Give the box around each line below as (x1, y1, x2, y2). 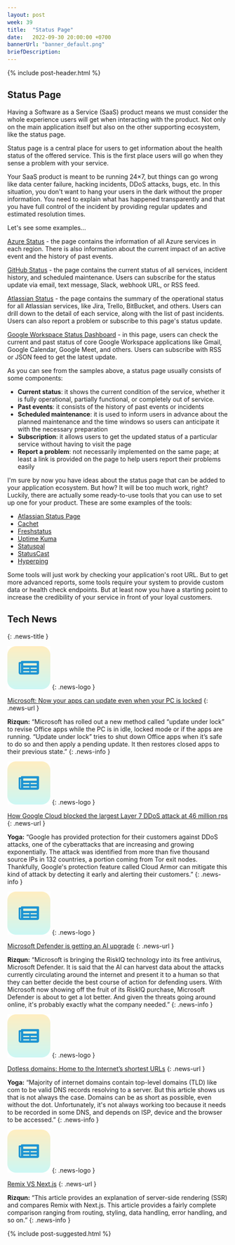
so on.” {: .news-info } (7, 1215, 71, 1224)
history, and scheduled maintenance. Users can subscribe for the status (7, 273, 216, 282)
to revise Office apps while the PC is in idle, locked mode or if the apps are (7, 725, 223, 733)
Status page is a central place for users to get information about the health (7, 144, 223, 152)
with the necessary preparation (17, 424, 109, 433)
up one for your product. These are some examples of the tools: (7, 498, 192, 507)
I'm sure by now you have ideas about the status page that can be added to (7, 476, 226, 484)
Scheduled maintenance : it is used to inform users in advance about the (17, 410, 228, 418)
